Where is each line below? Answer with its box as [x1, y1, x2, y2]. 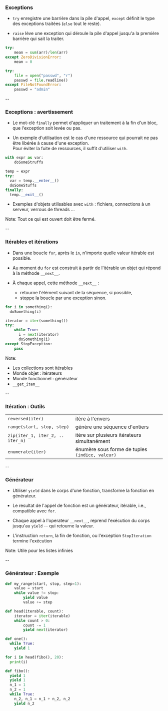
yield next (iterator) [23, 627, 68, 632]
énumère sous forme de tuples [75, 446, 147, 453]
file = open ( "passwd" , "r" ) [14, 73, 72, 78]
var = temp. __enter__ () [9, 178, 59, 183]
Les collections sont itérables [12, 365, 73, 371]
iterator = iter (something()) [5, 318, 68, 323]
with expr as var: [5, 155, 43, 160]
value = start [14, 586, 43, 591]
